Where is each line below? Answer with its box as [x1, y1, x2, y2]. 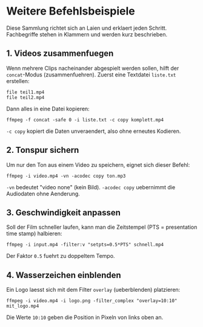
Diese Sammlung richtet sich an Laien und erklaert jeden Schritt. [6, 24, 167, 32]
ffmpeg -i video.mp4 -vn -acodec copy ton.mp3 [6, 173, 126, 179]
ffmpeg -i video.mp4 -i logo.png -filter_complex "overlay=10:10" [6, 298, 178, 304]
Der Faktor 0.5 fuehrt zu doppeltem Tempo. [6, 252, 115, 260]
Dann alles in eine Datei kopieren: [6, 105, 90, 112]
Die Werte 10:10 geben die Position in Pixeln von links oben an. [6, 314, 164, 321]
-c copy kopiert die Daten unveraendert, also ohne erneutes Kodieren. [6, 127, 181, 135]
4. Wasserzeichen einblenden [6, 270, 121, 280]
